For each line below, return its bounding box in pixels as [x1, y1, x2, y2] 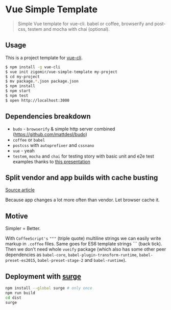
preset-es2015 [5, 258, 36, 263]
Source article [5, 187, 35, 193]
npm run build [5, 290, 36, 296]
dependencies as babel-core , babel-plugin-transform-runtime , [5, 251, 138, 258]
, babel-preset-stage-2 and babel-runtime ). [35, 257, 127, 263]
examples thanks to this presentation [12, 158, 90, 165]
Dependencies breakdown [5, 112, 91, 121]
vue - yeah [12, 147, 35, 153]
